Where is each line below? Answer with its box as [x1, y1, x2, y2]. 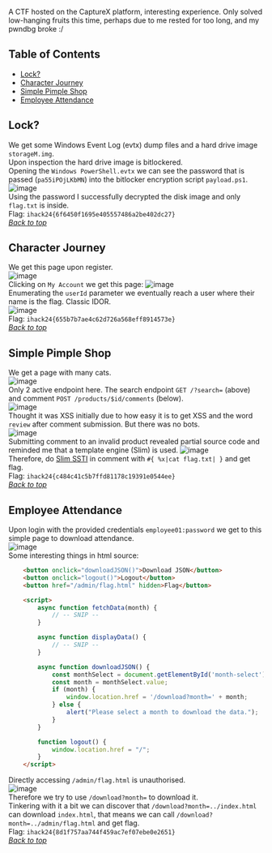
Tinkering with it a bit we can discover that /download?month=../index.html [8, 801, 257, 811]
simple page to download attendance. [8, 534, 135, 543]
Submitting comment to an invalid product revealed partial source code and [8, 437, 261, 447]
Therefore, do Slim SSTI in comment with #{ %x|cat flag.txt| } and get [8, 454, 251, 464]
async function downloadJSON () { [37, 662, 151, 671]
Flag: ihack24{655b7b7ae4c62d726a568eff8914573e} [8, 314, 176, 324]
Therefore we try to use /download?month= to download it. [8, 792, 198, 802]
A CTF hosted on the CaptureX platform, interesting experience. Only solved [8, 7, 263, 16]
